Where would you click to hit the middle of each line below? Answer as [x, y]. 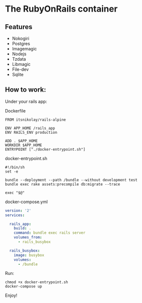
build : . [23, 228]
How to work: [25, 90]
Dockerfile [15, 111]
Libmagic [21, 64]
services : [15, 215]
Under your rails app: [26, 101]
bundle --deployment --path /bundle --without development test [71, 180]
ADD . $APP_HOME [21, 141]
